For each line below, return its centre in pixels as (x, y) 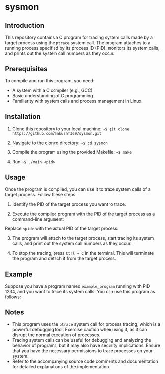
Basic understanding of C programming (53, 95)
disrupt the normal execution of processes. (56, 335)
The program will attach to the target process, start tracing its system (83, 238)
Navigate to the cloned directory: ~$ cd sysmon (60, 143)
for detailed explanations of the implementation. (61, 367)
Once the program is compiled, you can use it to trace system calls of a (78, 189)
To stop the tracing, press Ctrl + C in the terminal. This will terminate (83, 253)
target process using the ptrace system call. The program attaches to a (78, 43)
